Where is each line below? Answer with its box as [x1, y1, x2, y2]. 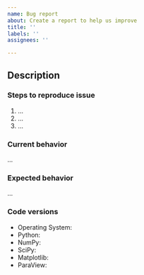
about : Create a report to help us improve [7, 17, 138, 24]
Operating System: [17, 223, 73, 231]
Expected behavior [7, 173, 74, 183]
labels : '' [7, 30, 40, 38]
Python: [17, 230, 41, 239]
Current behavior [7, 139, 68, 149]
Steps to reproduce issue [7, 90, 95, 100]
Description [7, 69, 60, 82]
